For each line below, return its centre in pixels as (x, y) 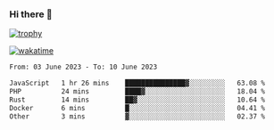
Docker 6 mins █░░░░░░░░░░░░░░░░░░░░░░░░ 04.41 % (137, 108)
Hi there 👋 (31, 14)
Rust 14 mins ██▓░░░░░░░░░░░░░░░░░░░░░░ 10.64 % (137, 100)
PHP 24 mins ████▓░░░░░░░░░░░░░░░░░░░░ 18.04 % (137, 92)
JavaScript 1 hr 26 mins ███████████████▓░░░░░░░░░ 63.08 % (137, 84)
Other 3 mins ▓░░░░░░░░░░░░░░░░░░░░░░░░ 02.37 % (137, 116)
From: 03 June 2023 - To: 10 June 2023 (83, 67)
